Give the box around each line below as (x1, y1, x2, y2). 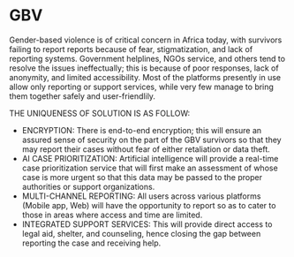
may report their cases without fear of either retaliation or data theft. (21, 143, 271, 155)
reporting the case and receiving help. (21, 238, 162, 248)
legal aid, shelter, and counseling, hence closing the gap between (21, 228, 261, 238)
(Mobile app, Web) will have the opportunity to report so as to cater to (21, 200, 276, 210)
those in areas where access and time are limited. (21, 209, 203, 220)
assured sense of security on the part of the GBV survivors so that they (21, 134, 282, 145)
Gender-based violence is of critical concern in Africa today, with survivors (9, 34, 283, 45)
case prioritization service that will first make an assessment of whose (21, 163, 278, 173)
